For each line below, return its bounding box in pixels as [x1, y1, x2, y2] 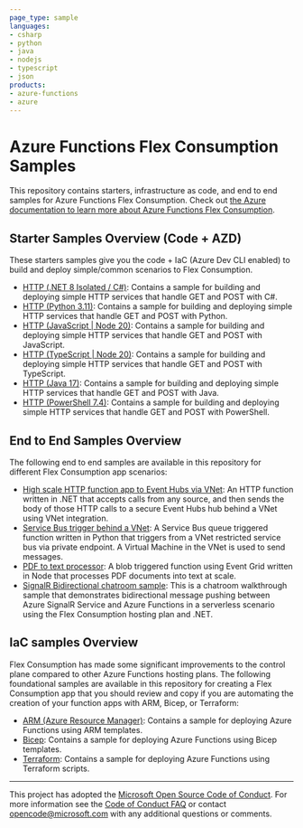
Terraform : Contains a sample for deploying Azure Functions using [22, 753, 271, 764]
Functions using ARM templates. [22, 724, 142, 735]
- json [9, 72, 34, 81]
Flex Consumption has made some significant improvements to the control [9, 659, 286, 670]
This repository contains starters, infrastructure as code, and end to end [9, 185, 278, 196]
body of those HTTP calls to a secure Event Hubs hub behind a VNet [22, 503, 278, 513]
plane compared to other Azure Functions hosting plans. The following [9, 668, 271, 679]
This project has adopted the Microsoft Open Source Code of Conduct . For [9, 788, 288, 800]
